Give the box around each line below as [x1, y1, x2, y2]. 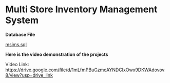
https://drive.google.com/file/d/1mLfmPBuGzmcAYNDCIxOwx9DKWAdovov [5, 67, 165, 73]
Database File [5, 31, 35, 37]
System [5, 14, 39, 26]
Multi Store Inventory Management [5, 4, 158, 15]
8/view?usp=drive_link [5, 72, 53, 78]
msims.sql [5, 41, 27, 47]
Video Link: [5, 61, 29, 67]
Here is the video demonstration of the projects [5, 51, 108, 57]
